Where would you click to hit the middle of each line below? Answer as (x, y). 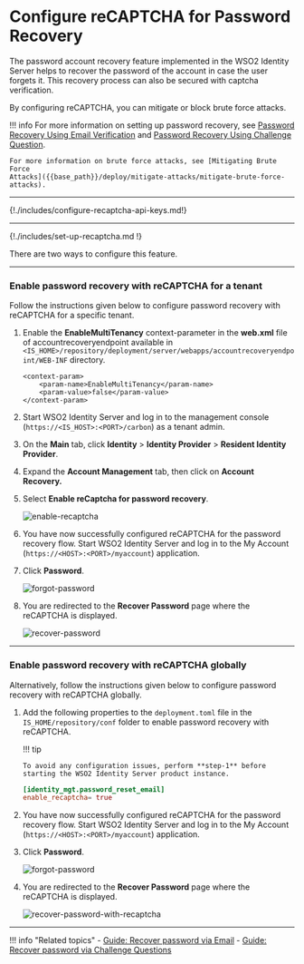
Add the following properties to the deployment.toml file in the (137, 712)
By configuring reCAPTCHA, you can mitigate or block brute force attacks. (148, 107)
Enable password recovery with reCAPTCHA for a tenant (136, 286)
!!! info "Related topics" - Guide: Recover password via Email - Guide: (138, 940)
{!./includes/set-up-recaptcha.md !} (76, 236)
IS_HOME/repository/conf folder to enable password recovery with (146, 722)
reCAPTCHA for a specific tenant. (72, 316)
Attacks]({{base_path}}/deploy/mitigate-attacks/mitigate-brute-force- (147, 177)
